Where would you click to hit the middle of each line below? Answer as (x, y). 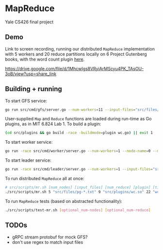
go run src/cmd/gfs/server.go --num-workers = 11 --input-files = (70, 110)
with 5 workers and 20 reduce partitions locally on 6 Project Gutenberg (76, 54)
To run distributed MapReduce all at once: (45, 179)
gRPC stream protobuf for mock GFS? (50, 237)
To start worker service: (29, 142)
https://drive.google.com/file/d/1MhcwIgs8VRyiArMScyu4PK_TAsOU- (74, 68)
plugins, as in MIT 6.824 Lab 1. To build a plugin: (53, 124)
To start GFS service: (26, 100)
